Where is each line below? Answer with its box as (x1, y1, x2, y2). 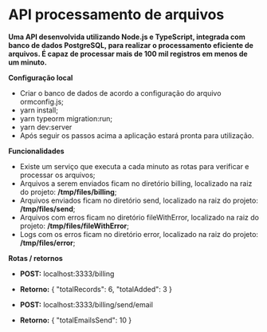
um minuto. (8, 57, 48, 67)
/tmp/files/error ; (19, 238, 76, 247)
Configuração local (8, 73, 73, 82)
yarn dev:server (19, 122, 73, 132)
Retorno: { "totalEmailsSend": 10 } (19, 315, 132, 325)
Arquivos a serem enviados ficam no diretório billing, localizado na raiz (19, 178, 253, 188)
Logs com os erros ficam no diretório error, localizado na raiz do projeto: (19, 229, 259, 239)
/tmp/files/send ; (19, 204, 76, 213)
